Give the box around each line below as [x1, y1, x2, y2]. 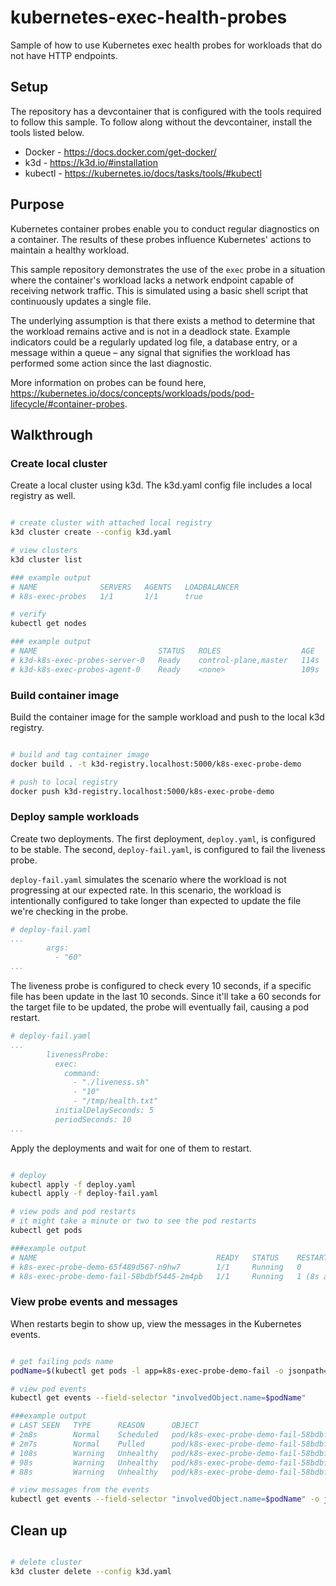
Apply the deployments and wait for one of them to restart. [10, 1142, 252, 1154]
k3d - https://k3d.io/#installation [24, 156, 159, 168]
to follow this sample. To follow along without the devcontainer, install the [10, 116, 313, 128]
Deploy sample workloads [10, 810, 140, 824]
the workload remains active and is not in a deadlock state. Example [10, 325, 291, 337]
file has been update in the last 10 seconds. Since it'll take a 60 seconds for [10, 991, 322, 1003]
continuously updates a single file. [10, 295, 152, 307]
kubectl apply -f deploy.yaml [10, 1179, 137, 1190]
